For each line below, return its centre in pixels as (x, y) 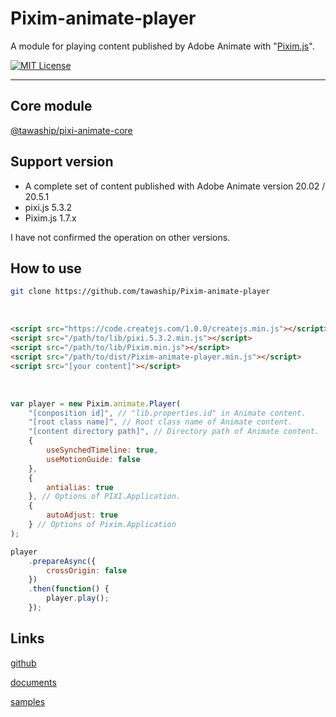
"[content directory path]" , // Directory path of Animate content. (174, 432)
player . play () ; (78, 598)
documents (33, 682)
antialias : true (80, 487)
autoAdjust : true (82, 515)
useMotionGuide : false (93, 459)
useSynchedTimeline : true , (102, 450)
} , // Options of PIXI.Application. (105, 497)
